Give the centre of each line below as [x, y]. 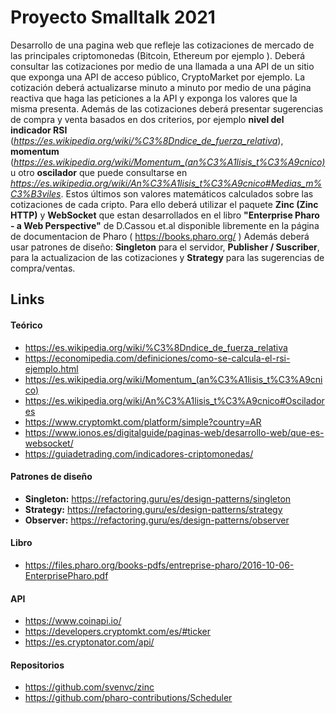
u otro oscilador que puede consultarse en [99, 172]
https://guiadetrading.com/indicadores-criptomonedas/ [139, 453]
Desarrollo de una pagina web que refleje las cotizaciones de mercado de [162, 45]
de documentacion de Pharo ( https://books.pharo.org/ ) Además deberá [160, 236]
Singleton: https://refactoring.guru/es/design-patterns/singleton [158, 498]
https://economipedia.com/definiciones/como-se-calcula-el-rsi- [157, 358]
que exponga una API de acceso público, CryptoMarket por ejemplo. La [157, 77]
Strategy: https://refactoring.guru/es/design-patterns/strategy [153, 509]
